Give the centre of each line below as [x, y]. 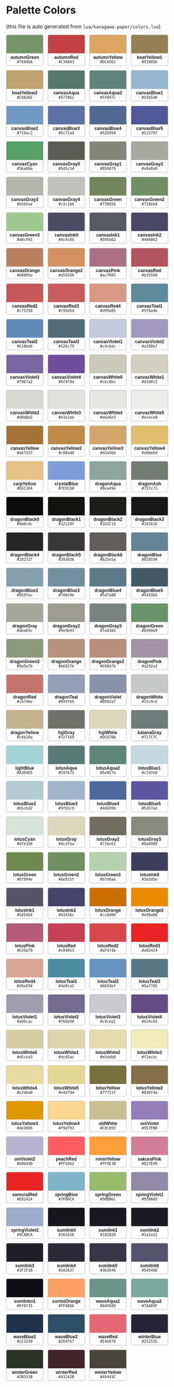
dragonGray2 [66, 626]
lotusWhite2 [108, 1052]
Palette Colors [41, 10]
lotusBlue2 [25, 804]
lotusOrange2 [149, 910]
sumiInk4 [66, 1266]
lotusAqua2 [108, 768]
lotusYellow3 [25, 1123]
